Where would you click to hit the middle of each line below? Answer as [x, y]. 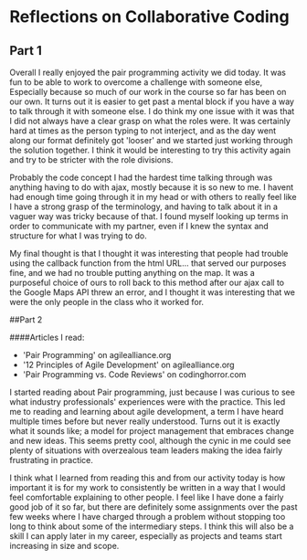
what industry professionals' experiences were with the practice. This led [148, 402]
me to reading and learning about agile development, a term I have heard [147, 412]
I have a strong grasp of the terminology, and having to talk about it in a [144, 206]
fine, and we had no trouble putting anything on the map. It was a [132, 273]
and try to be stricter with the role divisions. [91, 160]
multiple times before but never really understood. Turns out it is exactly [145, 421]
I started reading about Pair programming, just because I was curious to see [152, 392]
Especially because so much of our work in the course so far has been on [148, 92]
